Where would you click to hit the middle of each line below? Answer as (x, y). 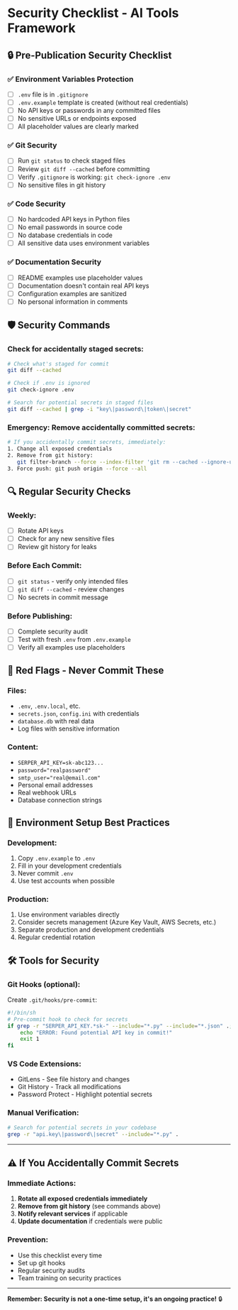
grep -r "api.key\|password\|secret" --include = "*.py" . (93, 1134)
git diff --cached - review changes (71, 589)
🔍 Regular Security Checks (69, 491)
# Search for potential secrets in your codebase (82, 1128)
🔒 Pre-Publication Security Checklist (90, 55)
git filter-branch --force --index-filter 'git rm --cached (107, 462)
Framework (41, 28)
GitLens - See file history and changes (73, 1079)
